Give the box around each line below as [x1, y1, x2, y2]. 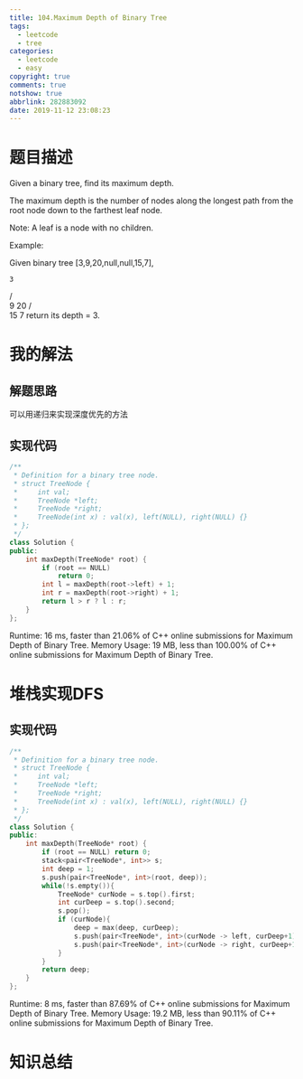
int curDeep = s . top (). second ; [57, 898, 176, 907]
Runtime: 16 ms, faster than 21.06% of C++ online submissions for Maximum [9, 630, 293, 641]
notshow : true [9, 89, 63, 98]
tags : [9, 22, 30, 31]
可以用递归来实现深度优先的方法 [9, 408, 128, 420]
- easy [17, 64, 42, 73]
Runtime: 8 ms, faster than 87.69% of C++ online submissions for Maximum [9, 999, 290, 1009]
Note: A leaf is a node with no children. [9, 222, 154, 233]
